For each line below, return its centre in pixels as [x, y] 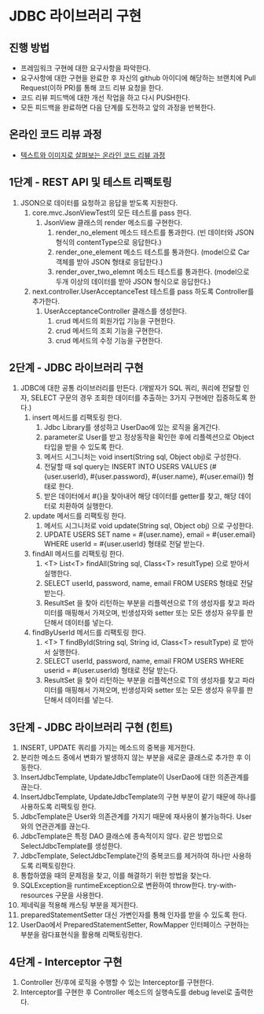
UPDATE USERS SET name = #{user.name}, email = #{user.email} [150, 535]
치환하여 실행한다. [86, 506]
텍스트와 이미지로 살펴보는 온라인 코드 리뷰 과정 [93, 155]
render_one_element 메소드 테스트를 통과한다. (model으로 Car [152, 252]
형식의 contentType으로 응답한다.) [108, 242]
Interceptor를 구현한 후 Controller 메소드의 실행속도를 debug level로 [126, 992]
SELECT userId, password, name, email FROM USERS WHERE [144, 661]
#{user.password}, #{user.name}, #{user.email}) [168, 476]
